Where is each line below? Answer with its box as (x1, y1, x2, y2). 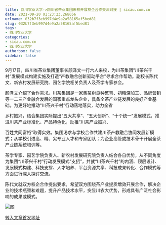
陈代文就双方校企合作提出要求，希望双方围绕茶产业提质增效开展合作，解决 (5, 181, 157, 187)
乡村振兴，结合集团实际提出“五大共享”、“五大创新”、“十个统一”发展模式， (5, 113, 155, 119)
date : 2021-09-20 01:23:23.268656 (5, 12, 77, 17)
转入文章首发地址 (5, 215, 40, 221)
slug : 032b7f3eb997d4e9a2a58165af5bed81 (5, 21, 90, 26)
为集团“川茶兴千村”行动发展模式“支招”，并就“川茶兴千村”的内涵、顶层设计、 (5, 158, 160, 164)
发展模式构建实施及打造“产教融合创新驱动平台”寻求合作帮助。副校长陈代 (11, 74, 158, 79)
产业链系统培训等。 (5, 142, 44, 148)
